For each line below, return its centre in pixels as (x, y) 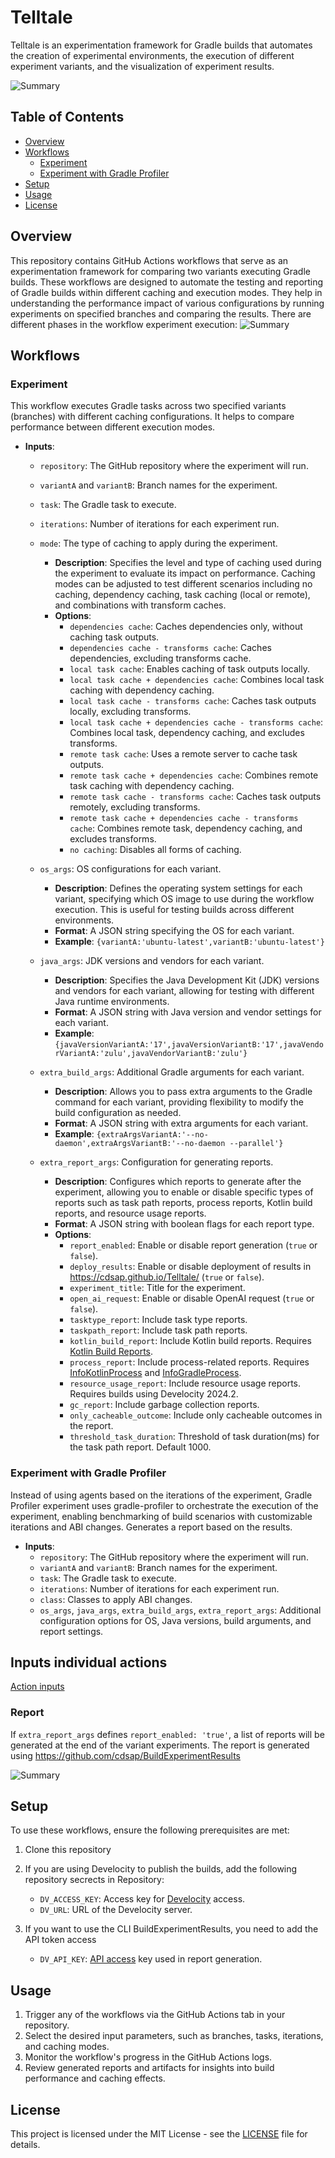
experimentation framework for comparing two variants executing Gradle (160, 271)
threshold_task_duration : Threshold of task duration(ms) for (194, 1437)
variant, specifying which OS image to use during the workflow (184, 899)
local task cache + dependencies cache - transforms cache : (196, 722)
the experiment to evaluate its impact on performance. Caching (185, 573)
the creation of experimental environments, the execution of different (152, 55)
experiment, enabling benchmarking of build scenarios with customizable (161, 1516)
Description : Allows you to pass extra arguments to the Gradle (183, 1092)
